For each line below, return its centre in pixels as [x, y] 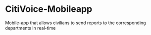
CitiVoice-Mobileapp [49, 9]
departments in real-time [30, 28]
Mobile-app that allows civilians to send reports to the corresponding [75, 23]
